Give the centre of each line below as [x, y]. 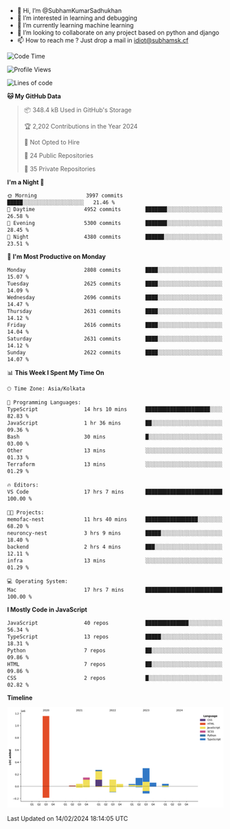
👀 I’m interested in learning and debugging [77, 18]
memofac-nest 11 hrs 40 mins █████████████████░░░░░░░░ [115, 519]
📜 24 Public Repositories [59, 155]
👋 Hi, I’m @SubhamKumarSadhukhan [69, 11]
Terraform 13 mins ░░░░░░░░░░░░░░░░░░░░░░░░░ [115, 464]
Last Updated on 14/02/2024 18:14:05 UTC [68, 818]
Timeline [20, 698]
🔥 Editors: [23, 485]
